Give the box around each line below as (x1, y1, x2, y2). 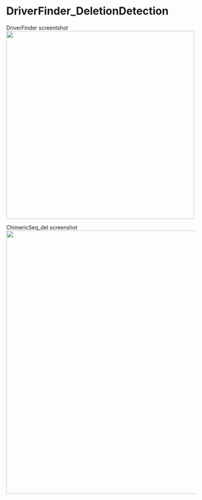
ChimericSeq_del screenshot (6, 224, 78, 231)
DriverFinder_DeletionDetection (6, 4, 169, 18)
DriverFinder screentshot (6, 24, 69, 31)
